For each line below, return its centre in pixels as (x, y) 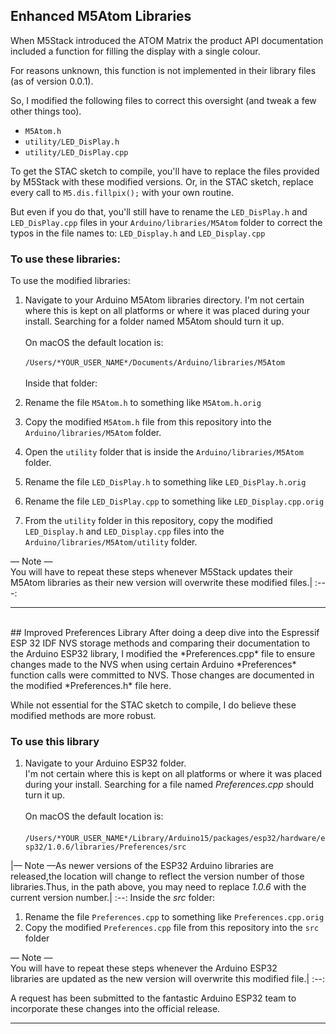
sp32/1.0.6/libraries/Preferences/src (105, 847)
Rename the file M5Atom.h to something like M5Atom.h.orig (143, 403)
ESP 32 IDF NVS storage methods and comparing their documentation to (160, 643)
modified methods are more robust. (83, 716)
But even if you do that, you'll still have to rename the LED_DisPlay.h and (159, 211)
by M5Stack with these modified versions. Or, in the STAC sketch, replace (162, 181)
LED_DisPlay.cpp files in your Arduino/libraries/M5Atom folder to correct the (166, 222)
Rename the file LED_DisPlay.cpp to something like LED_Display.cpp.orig (174, 501)
